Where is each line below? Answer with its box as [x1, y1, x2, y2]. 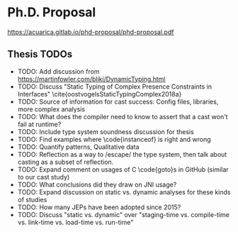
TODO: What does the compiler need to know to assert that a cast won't [17, 112, 228, 121]
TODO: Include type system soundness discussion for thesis [17, 127, 195, 136]
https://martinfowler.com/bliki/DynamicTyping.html [17, 74, 166, 83]
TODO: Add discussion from [17, 67, 100, 75]
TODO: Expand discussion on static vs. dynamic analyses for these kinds [17, 187, 231, 196]
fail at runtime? [17, 120, 62, 128]
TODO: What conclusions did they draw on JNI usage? [17, 180, 177, 189]
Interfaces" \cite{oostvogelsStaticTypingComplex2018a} [17, 89, 182, 98]
